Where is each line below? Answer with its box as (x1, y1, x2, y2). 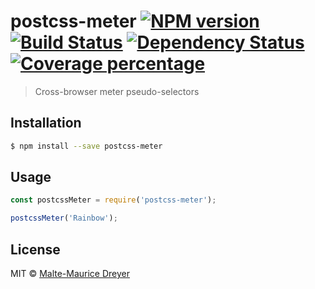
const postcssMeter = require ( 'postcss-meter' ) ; (10, 195, 217, 205)
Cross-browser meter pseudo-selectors (34, 85, 200, 97)
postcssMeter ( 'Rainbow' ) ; (10, 213, 118, 224)
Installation (10, 115, 82, 132)
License (10, 241, 61, 258)
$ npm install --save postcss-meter (10, 141, 163, 151)
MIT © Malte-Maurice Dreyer (10, 268, 131, 279)
